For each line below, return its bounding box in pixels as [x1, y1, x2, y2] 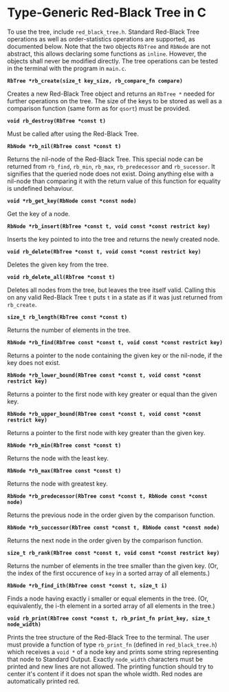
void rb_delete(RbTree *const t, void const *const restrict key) [7, 248, 201, 255]
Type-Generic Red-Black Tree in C [7, 5, 206, 21]
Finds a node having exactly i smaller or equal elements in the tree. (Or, [7, 594, 208, 602]
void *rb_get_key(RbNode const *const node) [7, 198, 137, 205]
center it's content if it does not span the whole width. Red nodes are [7, 669, 203, 678]
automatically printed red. [7, 677, 80, 685]
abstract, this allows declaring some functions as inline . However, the [7, 50, 207, 58]
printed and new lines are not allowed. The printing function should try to [7, 662, 214, 671]
